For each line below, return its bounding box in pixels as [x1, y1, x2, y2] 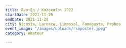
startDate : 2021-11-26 [5, 12, 53, 17]
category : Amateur [5, 31, 44, 36]
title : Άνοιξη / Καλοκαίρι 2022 [5, 7, 73, 13]
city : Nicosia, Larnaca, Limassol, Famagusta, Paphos [5, 21, 121, 27]
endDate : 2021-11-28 [5, 17, 49, 22]
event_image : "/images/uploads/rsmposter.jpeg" [5, 26, 108, 31]
